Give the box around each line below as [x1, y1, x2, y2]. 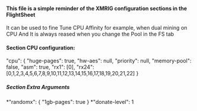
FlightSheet [6, 11, 36, 18]
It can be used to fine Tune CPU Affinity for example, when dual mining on [6, 24, 188, 31]
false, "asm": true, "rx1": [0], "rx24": [6, 64, 94, 71]
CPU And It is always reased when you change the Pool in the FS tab [6, 30, 174, 38]
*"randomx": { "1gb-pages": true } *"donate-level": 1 [6, 99, 134, 106]
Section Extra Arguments [6, 84, 70, 90]
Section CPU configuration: [6, 44, 75, 51]
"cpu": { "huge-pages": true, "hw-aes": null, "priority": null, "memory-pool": [6, 57, 192, 65]
